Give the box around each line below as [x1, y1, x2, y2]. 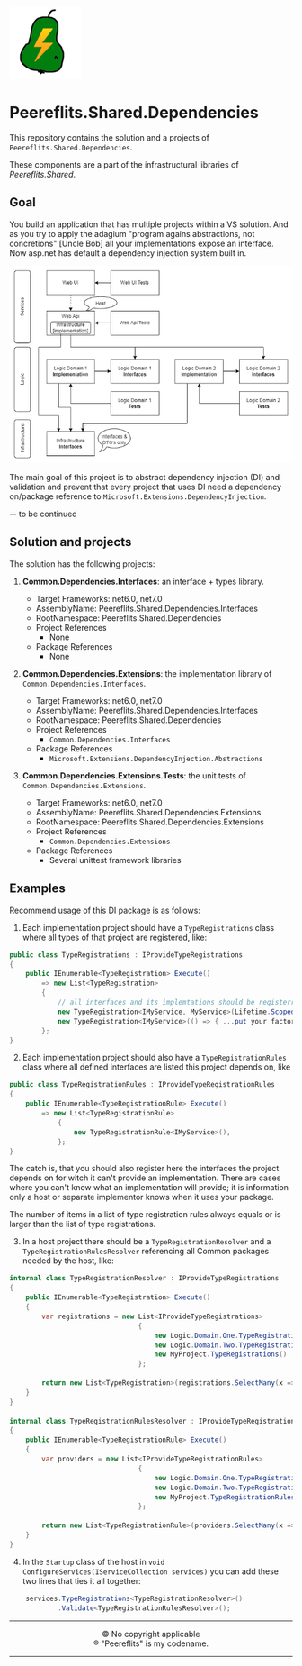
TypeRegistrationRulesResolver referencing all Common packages [22, 1246, 270, 1257]
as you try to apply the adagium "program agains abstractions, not [9, 228, 255, 239]
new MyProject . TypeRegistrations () [154, 1350, 288, 1359]
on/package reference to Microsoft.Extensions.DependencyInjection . [9, 491, 267, 502]
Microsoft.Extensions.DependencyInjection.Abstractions [49, 754, 263, 763]
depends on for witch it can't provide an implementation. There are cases [9, 1172, 281, 1183]
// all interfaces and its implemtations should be [57, 998, 255, 1007]
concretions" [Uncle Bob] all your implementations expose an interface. [9, 238, 274, 249]
